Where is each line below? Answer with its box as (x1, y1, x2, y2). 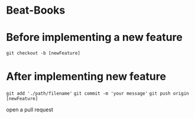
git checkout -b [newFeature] (6, 50, 81, 56)
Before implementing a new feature (6, 31, 183, 44)
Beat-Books (6, 4, 66, 17)
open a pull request (6, 106, 53, 113)
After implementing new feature (6, 70, 167, 83)
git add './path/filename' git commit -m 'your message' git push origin (6, 91, 189, 97)
